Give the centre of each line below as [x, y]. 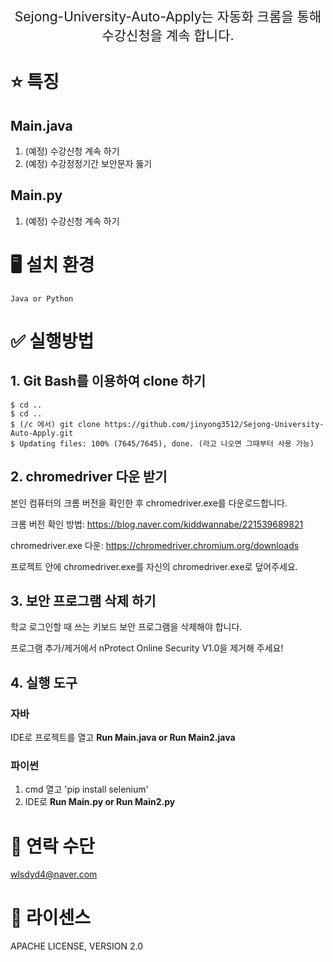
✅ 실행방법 [52, 341]
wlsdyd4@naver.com [54, 874]
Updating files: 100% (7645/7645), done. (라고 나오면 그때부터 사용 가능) [167, 443]
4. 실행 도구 [44, 682]
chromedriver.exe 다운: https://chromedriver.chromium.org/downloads [155, 545]
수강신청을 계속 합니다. [168, 35]
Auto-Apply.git [42, 433]
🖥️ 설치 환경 [52, 265]
